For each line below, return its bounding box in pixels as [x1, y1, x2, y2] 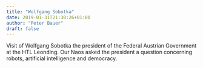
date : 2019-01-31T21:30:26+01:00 [6, 14, 91, 20]
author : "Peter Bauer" [6, 20, 64, 26]
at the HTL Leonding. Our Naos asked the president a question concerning [6, 49, 193, 56]
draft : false [6, 25, 39, 32]
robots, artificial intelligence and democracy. [6, 55, 118, 62]
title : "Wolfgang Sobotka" [6, 8, 75, 15]
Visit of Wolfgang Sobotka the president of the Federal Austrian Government [6, 42, 197, 49]
